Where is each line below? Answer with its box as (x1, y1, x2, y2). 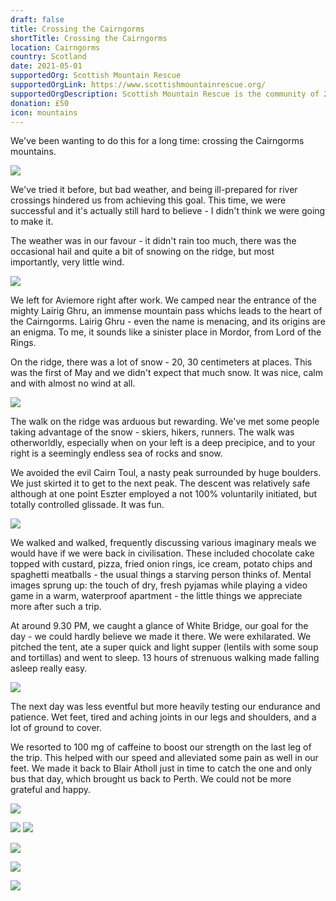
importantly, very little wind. (10, 256, 125, 268)
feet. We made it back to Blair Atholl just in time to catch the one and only (10, 762, 313, 775)
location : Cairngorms (10, 42, 101, 53)
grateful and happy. (10, 784, 92, 796)
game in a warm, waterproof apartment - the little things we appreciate (10, 590, 303, 602)
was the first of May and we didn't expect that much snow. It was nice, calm (10, 367, 323, 379)
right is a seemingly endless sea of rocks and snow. (10, 447, 223, 460)
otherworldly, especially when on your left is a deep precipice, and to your (10, 437, 316, 449)
